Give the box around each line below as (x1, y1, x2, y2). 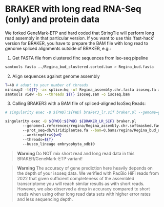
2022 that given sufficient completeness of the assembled (17, 175, 135, 181)
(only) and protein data (5, 14, 100, 25)
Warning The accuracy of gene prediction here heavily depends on (17, 165, 153, 171)
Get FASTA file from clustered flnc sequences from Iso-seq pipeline (12, 55, 148, 61)
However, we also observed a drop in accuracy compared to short (17, 186, 150, 191)
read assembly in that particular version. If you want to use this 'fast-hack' (5, 35, 155, 41)
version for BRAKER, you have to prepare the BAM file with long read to (5, 40, 148, 46)
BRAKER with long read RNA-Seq (5, 3, 142, 15)
